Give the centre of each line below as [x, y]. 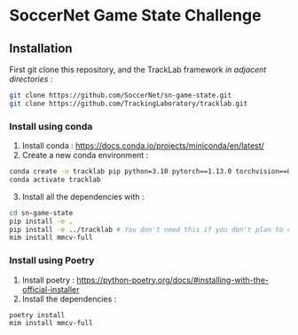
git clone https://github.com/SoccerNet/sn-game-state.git [121, 95]
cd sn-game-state [41, 213]
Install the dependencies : [69, 299]
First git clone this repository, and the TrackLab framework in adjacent [138, 69]
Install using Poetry [52, 260]
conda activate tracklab [55, 179]
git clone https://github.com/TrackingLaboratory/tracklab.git [129, 103]
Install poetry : [48, 280]
